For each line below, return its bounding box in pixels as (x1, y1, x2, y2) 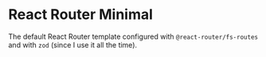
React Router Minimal (8, 6, 154, 24)
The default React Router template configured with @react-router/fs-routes (8, 32, 259, 41)
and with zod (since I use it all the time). (8, 40, 138, 49)
